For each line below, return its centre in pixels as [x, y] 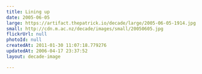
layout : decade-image [34, 57]
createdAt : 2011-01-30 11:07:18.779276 [57, 46]
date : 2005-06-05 [28, 17]
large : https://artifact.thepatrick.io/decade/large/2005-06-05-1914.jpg [101, 23]
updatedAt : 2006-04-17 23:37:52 [47, 51]
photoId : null [24, 40]
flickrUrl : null [27, 34]
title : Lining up [28, 12]
